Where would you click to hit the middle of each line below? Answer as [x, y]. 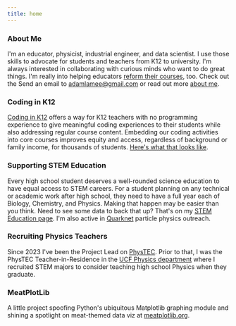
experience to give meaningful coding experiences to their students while [114, 125]
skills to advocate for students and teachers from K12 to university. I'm [110, 61]
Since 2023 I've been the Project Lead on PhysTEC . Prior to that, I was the [115, 251]
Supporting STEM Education [57, 165]
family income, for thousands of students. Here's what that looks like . [108, 147]
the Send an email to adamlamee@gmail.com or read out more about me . [113, 83]
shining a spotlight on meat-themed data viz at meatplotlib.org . [99, 315]
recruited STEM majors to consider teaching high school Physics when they [117, 267]
